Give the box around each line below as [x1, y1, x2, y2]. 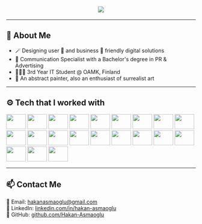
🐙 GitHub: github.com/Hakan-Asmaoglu [6, 211, 105, 219]
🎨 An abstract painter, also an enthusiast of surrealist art [14, 74, 155, 82]
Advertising [14, 62, 44, 69]
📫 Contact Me [6, 179, 62, 189]
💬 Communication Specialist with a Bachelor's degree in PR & [14, 55, 167, 62]
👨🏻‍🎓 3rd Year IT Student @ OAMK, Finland [14, 68, 120, 75]
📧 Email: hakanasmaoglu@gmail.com [6, 198, 98, 205]
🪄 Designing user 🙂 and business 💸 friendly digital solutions [14, 47, 165, 54]
